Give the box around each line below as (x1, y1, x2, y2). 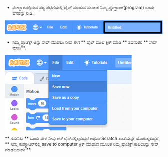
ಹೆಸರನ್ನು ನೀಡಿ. (12, 10, 34, 16)
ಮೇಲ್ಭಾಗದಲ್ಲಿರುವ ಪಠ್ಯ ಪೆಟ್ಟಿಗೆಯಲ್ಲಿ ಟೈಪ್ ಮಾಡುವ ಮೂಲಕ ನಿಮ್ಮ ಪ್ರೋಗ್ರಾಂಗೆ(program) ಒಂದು (12, 5, 155, 10)
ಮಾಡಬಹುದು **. (5, 147, 32, 153)
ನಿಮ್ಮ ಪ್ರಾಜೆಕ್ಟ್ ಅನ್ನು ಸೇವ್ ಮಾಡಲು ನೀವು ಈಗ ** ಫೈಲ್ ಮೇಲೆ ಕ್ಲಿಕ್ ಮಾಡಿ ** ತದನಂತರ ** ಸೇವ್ (12, 39, 157, 45)
